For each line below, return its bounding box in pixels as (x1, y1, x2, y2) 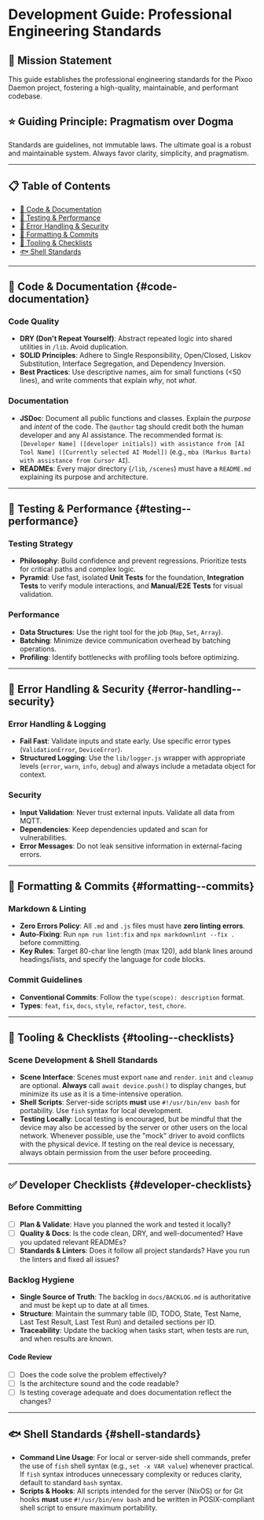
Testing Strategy (8, 538, 73, 549)
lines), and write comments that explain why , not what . (19, 376, 197, 386)
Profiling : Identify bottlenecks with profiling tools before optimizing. (19, 652, 240, 661)
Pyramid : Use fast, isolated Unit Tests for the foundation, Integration (19, 573, 244, 583)
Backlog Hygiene (8, 1275, 75, 1286)
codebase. (8, 91, 43, 100)
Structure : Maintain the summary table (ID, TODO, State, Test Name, (19, 1309, 242, 1318)
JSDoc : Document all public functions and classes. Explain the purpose (19, 413, 251, 423)
